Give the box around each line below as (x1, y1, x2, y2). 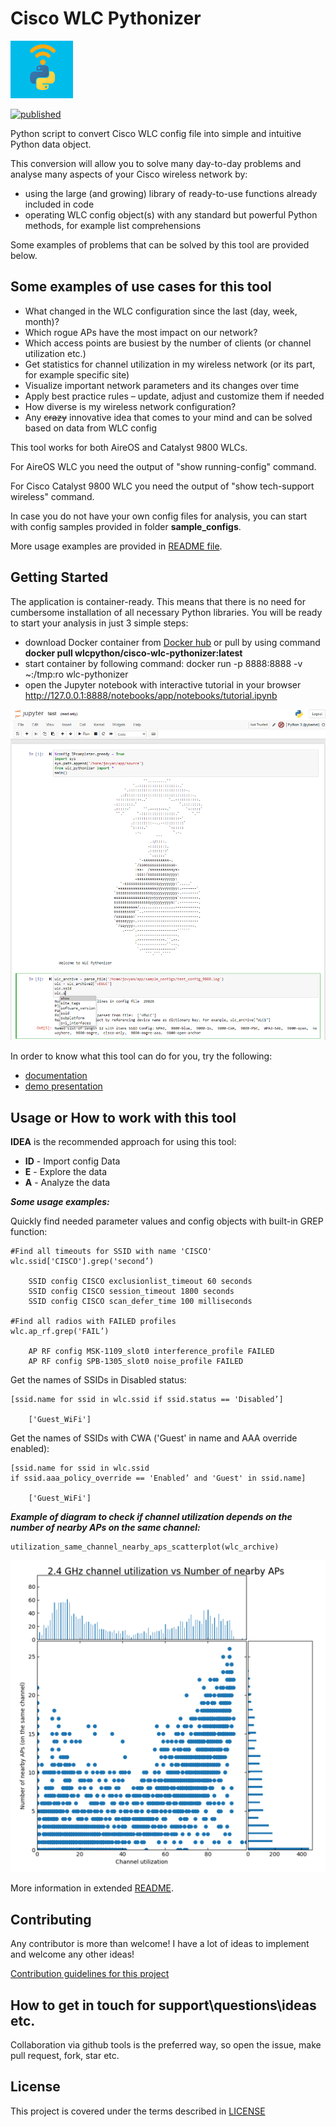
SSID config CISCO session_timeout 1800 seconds (28, 1287, 235, 1297)
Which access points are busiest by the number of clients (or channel (24, 337, 312, 349)
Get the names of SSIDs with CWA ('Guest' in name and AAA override (10, 1432, 298, 1444)
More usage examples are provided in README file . (10, 540, 223, 552)
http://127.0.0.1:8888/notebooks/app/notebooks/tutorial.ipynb (24, 689, 278, 701)
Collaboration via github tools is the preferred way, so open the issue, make (10, 2038, 322, 2051)
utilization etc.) (24, 347, 87, 359)
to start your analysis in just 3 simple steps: (10, 617, 189, 629)
